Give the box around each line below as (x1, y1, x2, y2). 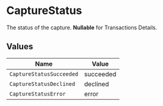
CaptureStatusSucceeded (9, 71, 79, 77)
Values (6, 41, 34, 52)
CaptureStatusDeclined (9, 80, 75, 87)
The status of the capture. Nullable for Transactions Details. (6, 24, 158, 31)
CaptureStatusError (9, 90, 66, 97)
